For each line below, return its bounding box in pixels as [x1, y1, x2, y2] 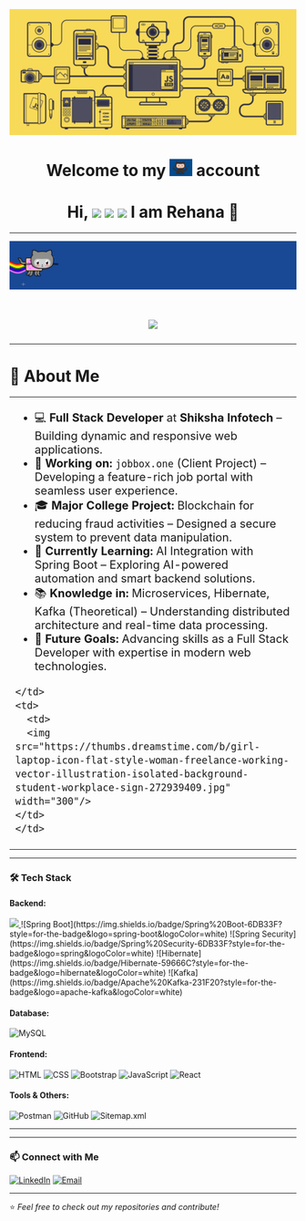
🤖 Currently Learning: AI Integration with [35, 543, 254, 559]
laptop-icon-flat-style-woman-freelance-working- [15, 754, 290, 767]
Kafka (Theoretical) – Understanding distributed [35, 605, 291, 619]
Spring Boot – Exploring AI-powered [35, 557, 229, 573]
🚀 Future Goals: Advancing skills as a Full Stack [35, 632, 290, 647]
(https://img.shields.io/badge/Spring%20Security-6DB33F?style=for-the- [9, 938, 285, 949]
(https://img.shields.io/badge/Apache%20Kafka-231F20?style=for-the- [9, 977, 278, 988]
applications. [35, 442, 103, 458]
